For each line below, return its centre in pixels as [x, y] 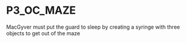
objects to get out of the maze [43, 33]
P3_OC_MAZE [41, 10]
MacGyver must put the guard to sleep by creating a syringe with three [93, 27]
